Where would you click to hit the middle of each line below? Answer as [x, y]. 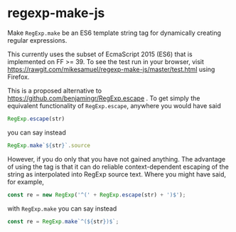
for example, [26, 181]
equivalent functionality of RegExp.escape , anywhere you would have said [114, 105]
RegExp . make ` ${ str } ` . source [49, 145]
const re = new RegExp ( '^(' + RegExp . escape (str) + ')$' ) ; [97, 195]
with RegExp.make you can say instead [62, 209]
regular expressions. [37, 40]
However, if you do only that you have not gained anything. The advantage [117, 159]
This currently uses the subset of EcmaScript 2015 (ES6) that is [100, 54]
